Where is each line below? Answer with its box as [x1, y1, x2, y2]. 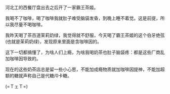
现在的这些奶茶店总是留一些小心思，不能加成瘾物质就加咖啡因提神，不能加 [5, 66, 160, 72]
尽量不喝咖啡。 [14, 22, 46, 27]
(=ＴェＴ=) [5, 83, 28, 89]
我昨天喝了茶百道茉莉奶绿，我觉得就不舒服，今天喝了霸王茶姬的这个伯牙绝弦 [5, 32, 165, 38]
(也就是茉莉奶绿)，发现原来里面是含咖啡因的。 [5, 38, 102, 44]
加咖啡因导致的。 [5, 56, 41, 62]
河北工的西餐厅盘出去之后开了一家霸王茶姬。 [5, 5, 99, 10]
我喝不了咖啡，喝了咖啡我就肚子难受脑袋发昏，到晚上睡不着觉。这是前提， [5, 15, 160, 21]
